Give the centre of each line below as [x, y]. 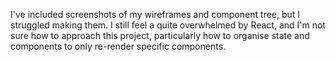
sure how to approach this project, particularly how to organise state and [160, 35]
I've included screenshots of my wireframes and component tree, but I [155, 14]
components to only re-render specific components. [118, 46]
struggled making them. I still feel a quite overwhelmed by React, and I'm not [168, 25]
